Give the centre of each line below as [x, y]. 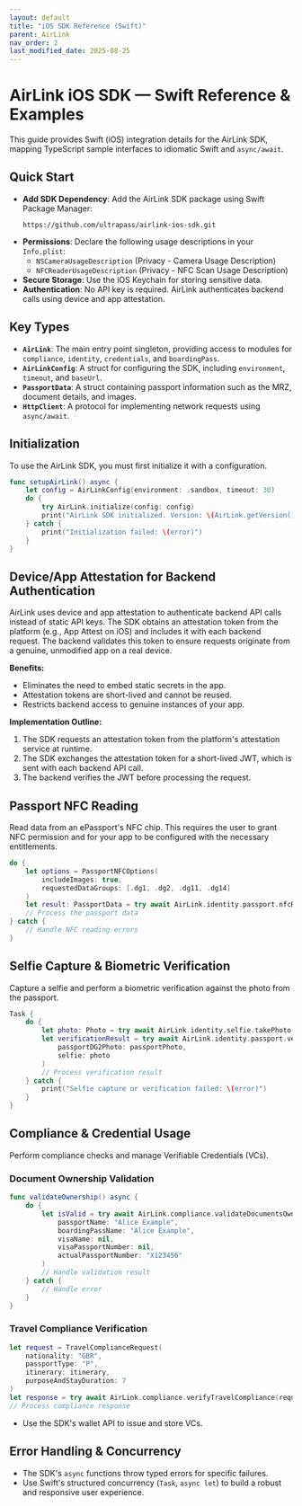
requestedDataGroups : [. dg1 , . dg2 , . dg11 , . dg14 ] [136, 888]
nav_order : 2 [34, 43]
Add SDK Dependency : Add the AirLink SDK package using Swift [143, 199]
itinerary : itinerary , [68, 1373]
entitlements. [34, 846]
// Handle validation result [96, 1272]
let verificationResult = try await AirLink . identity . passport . [164, 1039]
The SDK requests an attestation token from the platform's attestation [151, 740]
